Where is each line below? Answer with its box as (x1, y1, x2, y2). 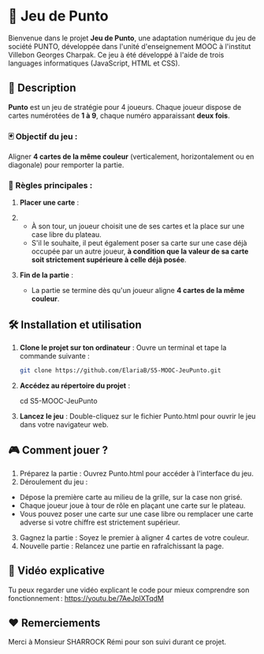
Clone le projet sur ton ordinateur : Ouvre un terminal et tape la (19, 343, 227, 352)
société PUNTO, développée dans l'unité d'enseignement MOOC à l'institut (8, 41, 251, 51)
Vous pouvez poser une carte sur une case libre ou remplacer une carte (19, 509, 254, 518)
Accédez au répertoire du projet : (19, 381, 131, 390)
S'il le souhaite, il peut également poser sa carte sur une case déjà (31, 239, 247, 248)
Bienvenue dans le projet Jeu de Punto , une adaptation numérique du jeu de (8, 33, 256, 43)
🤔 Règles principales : (8, 179, 93, 190)
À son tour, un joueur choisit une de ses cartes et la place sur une (31, 221, 245, 231)
